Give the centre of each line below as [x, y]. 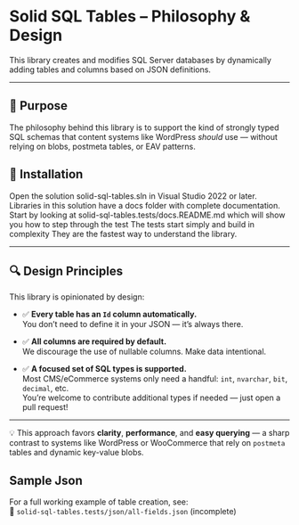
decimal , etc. [45, 389]
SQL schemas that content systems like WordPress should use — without [144, 136]
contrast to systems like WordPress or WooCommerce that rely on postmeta [147, 443]
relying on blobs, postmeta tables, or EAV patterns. [102, 146]
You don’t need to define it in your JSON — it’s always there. [133, 324]
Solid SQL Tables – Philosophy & [130, 16]
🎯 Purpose [39, 106]
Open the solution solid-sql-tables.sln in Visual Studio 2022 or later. [133, 196]
